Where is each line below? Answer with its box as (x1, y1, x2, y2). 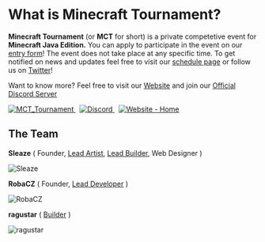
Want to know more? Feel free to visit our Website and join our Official (8, 81, 236, 90)
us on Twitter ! (8, 65, 53, 74)
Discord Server (8, 89, 58, 98)
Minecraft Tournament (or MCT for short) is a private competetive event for (8, 32, 257, 41)
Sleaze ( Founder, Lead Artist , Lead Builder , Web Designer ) (8, 148, 203, 157)
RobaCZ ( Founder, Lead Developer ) (8, 179, 129, 188)
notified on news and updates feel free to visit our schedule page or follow (8, 57, 252, 66)
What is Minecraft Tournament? (8, 6, 221, 24)
